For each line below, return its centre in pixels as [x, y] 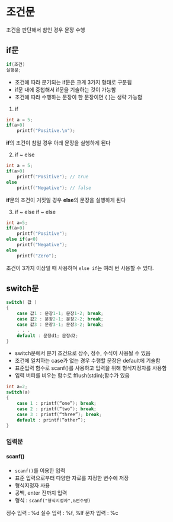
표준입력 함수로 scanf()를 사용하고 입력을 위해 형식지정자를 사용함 [91, 368]
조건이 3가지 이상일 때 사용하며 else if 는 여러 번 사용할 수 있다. [80, 268]
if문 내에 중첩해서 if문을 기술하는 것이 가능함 [65, 89]
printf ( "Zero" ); [37, 256]
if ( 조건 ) [16, 64]
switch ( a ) [18, 392]
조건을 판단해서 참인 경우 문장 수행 [46, 30]
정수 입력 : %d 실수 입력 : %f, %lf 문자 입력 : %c [62, 512]
